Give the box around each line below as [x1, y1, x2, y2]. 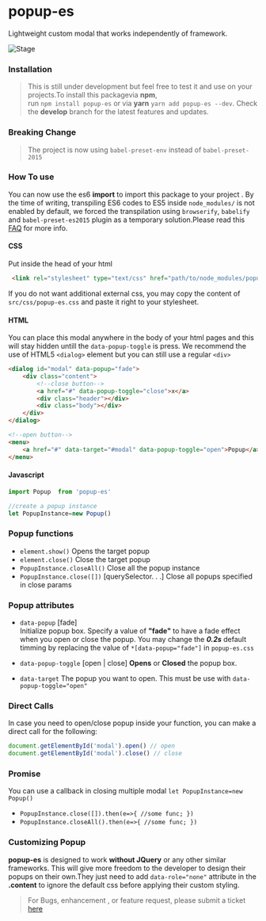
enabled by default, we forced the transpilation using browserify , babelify [8, 206, 251, 216]
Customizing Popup [8, 837, 86, 848]
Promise [8, 768, 41, 779]
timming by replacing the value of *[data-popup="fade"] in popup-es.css [19, 643, 255, 652]
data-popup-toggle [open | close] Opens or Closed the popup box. [19, 659, 237, 668]
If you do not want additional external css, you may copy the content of [8, 289, 241, 298]
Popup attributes [8, 599, 74, 610]
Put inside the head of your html [8, 259, 113, 269]
